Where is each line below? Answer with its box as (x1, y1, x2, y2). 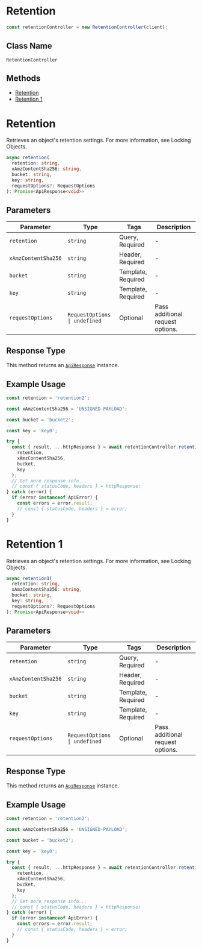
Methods (6, 74, 41, 84)
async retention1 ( (6, 575, 52, 581)
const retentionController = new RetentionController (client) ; (6, 24, 168, 30)
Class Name (6, 41, 52, 51)
